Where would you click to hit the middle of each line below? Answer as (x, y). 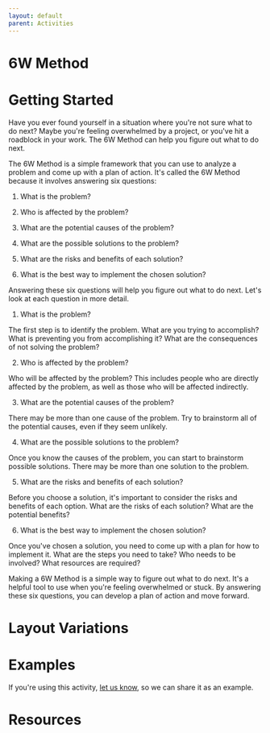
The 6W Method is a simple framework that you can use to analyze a (123, 164)
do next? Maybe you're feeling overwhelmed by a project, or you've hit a (129, 130)
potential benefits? (39, 514)
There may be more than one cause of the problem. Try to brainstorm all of (133, 418)
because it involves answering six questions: (83, 180)
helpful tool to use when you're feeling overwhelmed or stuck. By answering (135, 587)
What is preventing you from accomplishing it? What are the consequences (133, 338)
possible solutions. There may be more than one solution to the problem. (129, 466)
